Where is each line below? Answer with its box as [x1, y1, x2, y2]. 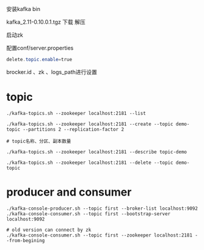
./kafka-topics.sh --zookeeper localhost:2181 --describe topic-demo [6, 149, 188, 155]
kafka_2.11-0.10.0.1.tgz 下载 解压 [6, 18, 86, 26]
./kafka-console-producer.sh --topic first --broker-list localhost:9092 [6, 205, 199, 211]
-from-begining [6, 237, 45, 243]
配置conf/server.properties [6, 45, 74, 51]
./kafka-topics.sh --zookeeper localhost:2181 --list [6, 110, 147, 116]
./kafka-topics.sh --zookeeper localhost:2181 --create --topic [6, 121, 173, 127]
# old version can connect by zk [6, 227, 92, 233]
